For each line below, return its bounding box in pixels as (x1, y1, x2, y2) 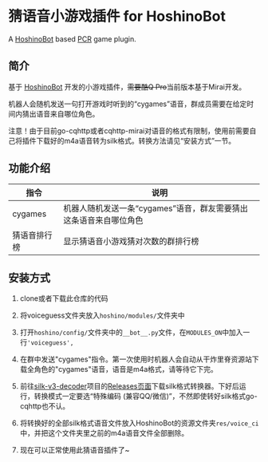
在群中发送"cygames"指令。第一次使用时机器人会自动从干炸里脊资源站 (19, 354, 253, 364)
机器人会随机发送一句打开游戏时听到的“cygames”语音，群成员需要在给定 (8, 99, 247, 109)
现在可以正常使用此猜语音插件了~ (19, 445, 130, 455)
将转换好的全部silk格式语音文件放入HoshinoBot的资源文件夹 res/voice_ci (19, 418, 259, 428)
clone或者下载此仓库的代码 (19, 294, 109, 303)
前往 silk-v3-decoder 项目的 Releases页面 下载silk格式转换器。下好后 (19, 381, 239, 391)
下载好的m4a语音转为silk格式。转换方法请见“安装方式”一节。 (35, 136, 236, 145)
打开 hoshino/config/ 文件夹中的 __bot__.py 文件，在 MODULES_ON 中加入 (19, 328, 243, 338)
